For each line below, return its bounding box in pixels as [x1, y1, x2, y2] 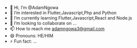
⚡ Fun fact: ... [9, 38, 37, 44]
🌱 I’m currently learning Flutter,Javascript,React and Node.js [9, 15, 132, 21]
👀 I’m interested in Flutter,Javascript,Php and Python [9, 10, 117, 16]
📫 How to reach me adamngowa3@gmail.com [9, 26, 105, 31]
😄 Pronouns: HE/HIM [9, 33, 53, 39]
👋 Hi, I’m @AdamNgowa [9, 5, 59, 10]
